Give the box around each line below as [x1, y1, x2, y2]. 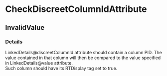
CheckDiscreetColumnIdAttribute [5, 3, 147, 15]
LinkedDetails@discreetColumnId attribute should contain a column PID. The [5, 49, 162, 55]
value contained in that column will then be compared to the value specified [5, 55, 161, 61]
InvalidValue [5, 23, 45, 32]
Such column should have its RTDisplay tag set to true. [5, 65, 118, 71]
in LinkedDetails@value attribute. [5, 60, 73, 66]
